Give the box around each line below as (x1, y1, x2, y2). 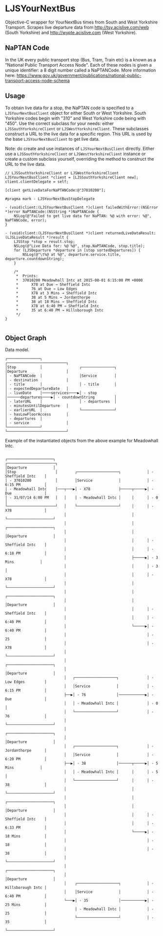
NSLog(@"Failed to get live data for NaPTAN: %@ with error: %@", (14, 214, 152, 218)
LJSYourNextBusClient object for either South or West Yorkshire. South (5, 110, 146, 116)
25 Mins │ (5, 902, 47, 908)
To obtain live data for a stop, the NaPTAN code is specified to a (5, 105, 134, 111)
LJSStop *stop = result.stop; (14, 239, 76, 244)
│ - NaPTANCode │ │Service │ (5, 373, 117, 379)
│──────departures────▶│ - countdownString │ (5, 395, 117, 400)
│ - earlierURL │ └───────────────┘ (5, 408, 117, 413)
